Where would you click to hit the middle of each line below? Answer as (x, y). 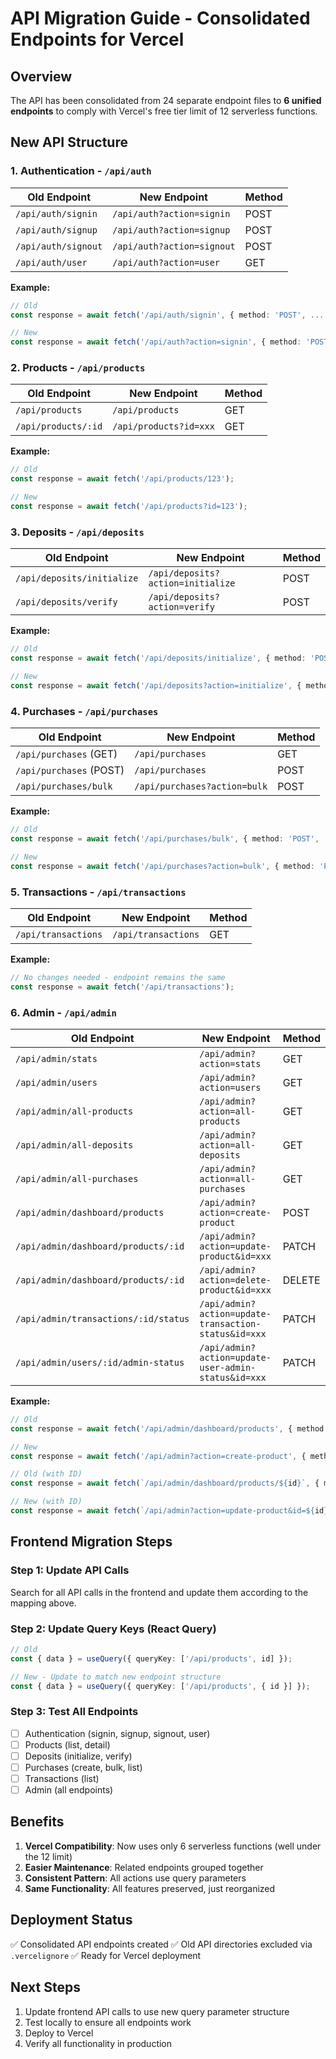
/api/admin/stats (56, 1058)
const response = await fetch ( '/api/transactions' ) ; (122, 987)
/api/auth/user (51, 262)
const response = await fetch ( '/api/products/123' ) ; (122, 479)
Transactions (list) (62, 1778)
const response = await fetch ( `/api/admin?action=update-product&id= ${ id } (169, 1511)
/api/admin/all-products (74, 1111)
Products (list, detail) (67, 1744)
